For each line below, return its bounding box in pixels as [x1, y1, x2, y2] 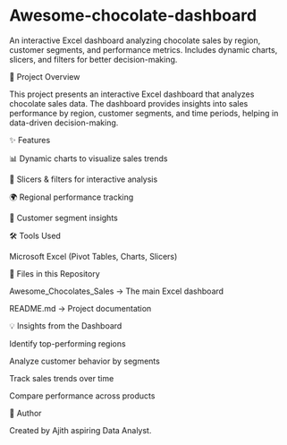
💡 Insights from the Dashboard [9, 320, 122, 331]
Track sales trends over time [9, 372, 114, 383]
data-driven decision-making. [9, 117, 119, 128]
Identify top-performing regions [9, 338, 127, 349]
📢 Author [9, 407, 42, 418]
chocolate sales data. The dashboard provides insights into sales [9, 98, 249, 108]
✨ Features [9, 134, 51, 145]
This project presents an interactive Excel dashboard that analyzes [9, 89, 255, 99]
